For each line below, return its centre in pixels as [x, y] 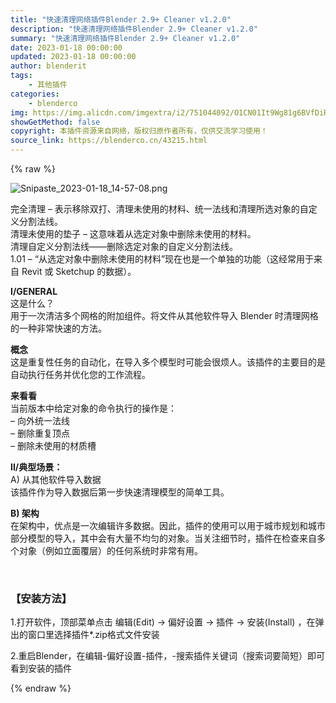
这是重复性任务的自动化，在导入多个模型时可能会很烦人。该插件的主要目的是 [168, 362]
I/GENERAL [34, 291]
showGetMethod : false [55, 122]
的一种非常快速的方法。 [58, 328]
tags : [21, 76]
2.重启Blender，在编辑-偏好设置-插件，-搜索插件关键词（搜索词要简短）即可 [167, 656]
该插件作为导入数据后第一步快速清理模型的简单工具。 [120, 492]
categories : [35, 94]
